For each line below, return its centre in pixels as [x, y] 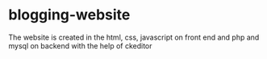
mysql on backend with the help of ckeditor [80, 45]
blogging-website [69, 15]
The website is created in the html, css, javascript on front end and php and [134, 37]
